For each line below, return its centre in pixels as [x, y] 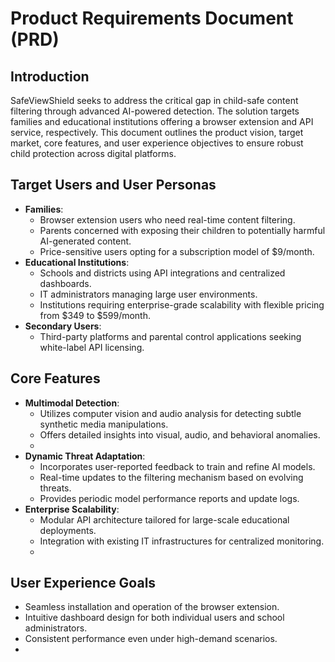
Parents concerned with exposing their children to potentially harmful [182, 230]
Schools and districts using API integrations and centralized [162, 273]
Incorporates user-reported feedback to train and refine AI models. [177, 466]
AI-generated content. [85, 241]
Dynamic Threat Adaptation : [85, 456]
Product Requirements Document [152, 18]
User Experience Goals [83, 583]
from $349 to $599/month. [95, 315]
